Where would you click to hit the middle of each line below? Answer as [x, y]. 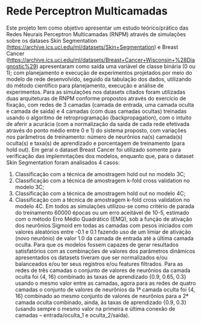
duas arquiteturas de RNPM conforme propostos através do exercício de [96, 98]
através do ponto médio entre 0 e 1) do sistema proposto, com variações [96, 130]
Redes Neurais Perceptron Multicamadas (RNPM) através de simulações [96, 34]
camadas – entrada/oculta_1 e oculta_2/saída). [72, 315]
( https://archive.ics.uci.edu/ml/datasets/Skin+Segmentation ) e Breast [92, 47]
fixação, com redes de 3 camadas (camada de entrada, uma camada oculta [100, 104]
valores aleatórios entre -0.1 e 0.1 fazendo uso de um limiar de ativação [103, 232]
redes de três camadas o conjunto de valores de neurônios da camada [103, 270]
